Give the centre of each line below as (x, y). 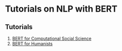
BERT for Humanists (32, 44)
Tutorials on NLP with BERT (61, 9)
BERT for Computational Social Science (52, 38)
